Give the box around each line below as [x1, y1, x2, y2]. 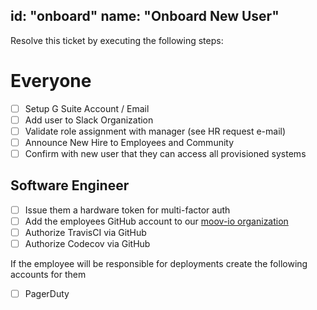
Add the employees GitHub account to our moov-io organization [24, 215, 289, 227]
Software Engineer [10, 177, 130, 194]
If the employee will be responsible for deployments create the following [10, 258, 308, 270]
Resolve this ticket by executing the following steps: [10, 34, 224, 46]
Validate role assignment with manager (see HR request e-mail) [24, 125, 287, 137]
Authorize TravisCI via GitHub [24, 227, 147, 238]
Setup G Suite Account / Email [24, 102, 150, 114]
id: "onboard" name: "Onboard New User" [10, 8, 280, 25]
